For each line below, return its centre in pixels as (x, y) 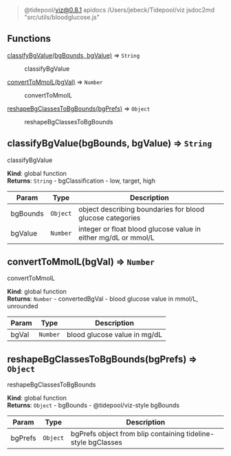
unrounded (23, 306)
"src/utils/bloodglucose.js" (62, 17)
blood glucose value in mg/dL (114, 334)
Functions (29, 39)
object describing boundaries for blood (141, 209)
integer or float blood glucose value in (140, 229)
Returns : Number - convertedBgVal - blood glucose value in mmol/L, (102, 299)
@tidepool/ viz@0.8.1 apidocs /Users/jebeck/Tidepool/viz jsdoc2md (119, 10)
